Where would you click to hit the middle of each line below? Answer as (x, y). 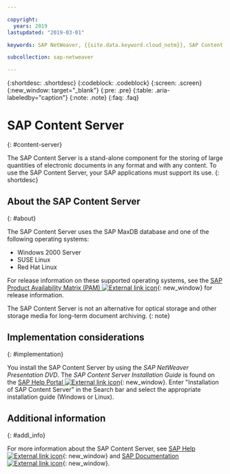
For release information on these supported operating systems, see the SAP (115, 280)
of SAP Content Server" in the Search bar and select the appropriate (104, 389)
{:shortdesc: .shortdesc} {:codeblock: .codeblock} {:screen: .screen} (105, 83)
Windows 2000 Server (49, 252)
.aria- (162, 90)
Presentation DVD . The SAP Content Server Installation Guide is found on (111, 375)
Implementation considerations (76, 338)
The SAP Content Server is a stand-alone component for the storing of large (115, 158)
